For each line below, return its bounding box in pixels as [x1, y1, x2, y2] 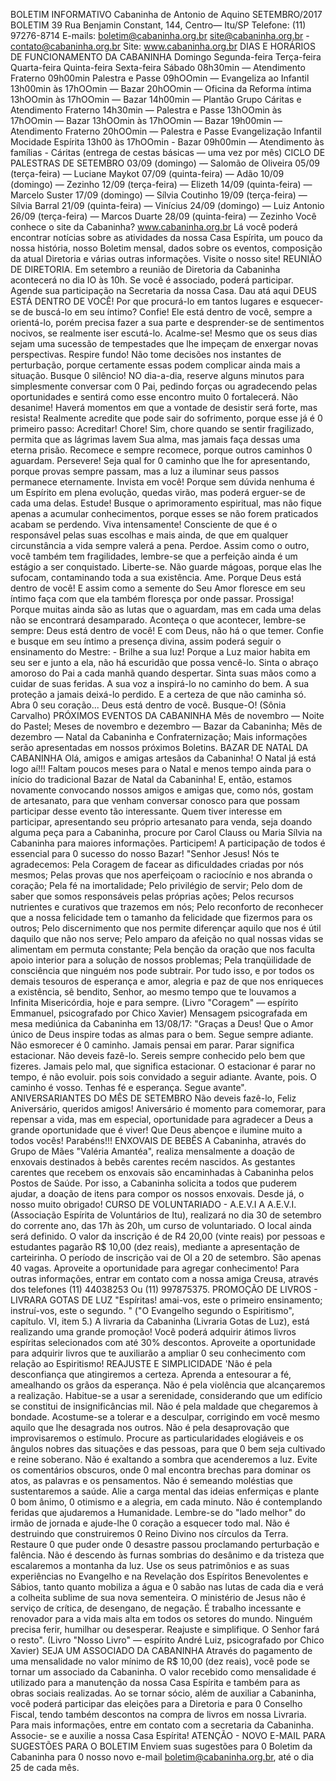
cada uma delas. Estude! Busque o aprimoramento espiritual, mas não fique [10, 497, 322, 509]
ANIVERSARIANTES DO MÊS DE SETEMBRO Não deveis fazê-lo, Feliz [10, 1092, 297, 1104]
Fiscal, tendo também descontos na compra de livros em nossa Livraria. [10, 1709, 307, 1720]
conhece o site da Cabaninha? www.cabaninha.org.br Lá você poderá [10, 221, 298, 233]
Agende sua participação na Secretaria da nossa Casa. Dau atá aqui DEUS [10, 285, 318, 296]
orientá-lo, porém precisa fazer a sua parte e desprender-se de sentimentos [10, 317, 325, 328]
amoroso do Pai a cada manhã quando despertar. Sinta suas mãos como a [10, 667, 317, 679]
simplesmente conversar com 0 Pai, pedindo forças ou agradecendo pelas [10, 380, 318, 392]
